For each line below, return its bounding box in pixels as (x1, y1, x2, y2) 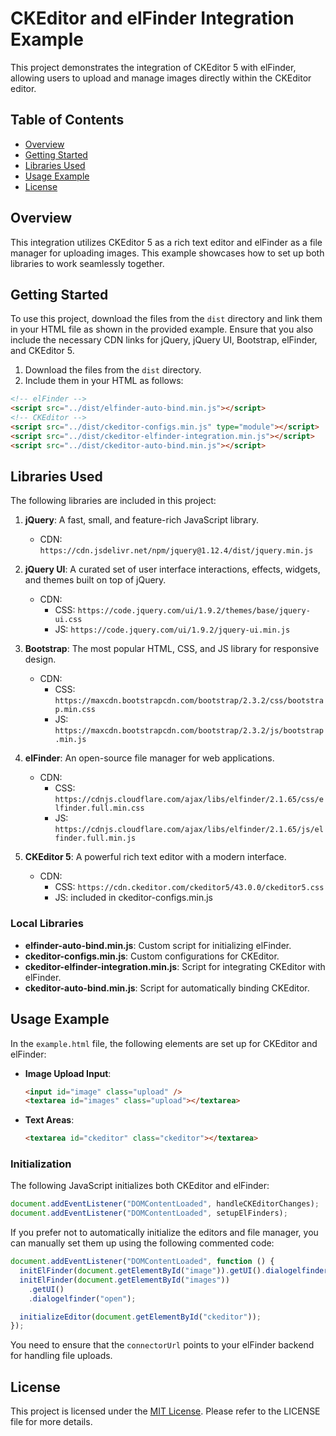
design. (24, 653, 57, 666)
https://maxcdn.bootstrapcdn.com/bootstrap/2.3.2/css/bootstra (54, 696, 324, 706)
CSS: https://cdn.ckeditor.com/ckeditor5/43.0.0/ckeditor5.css (54, 881, 325, 893)
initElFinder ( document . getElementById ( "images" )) (19, 1275, 230, 1285)
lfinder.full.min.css (54, 803, 145, 814)
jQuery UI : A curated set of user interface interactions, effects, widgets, (24, 563, 321, 576)
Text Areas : (24, 1114, 75, 1126)
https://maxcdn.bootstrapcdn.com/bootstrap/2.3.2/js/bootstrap (54, 726, 324, 736)
